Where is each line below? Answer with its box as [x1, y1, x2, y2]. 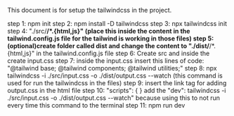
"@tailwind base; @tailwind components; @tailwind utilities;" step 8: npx [7, 64, 217, 72]
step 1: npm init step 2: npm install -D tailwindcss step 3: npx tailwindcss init [7, 20, 227, 27]
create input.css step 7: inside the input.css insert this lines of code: [7, 57, 204, 65]
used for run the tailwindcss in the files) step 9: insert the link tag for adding [7, 79, 227, 87]
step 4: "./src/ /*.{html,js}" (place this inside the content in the [7, 27, 190, 35]
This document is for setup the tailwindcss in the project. [7, 6, 172, 14]
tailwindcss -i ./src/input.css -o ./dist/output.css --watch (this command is [7, 71, 223, 80]
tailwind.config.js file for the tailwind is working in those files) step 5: [7, 34, 214, 43]
